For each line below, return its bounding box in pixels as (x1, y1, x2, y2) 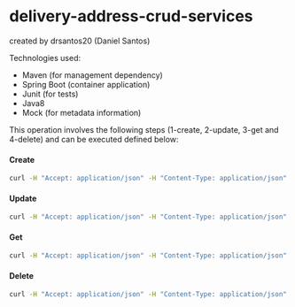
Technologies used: (9, 52, 82, 63)
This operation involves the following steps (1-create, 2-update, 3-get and (9, 124, 279, 134)
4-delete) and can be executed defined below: (9, 134, 179, 144)
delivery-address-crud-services (9, 6, 254, 27)
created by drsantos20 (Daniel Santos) (9, 35, 151, 46)
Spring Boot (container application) (21, 79, 151, 89)
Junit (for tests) (21, 88, 79, 99)
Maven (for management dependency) (21, 69, 164, 81)
